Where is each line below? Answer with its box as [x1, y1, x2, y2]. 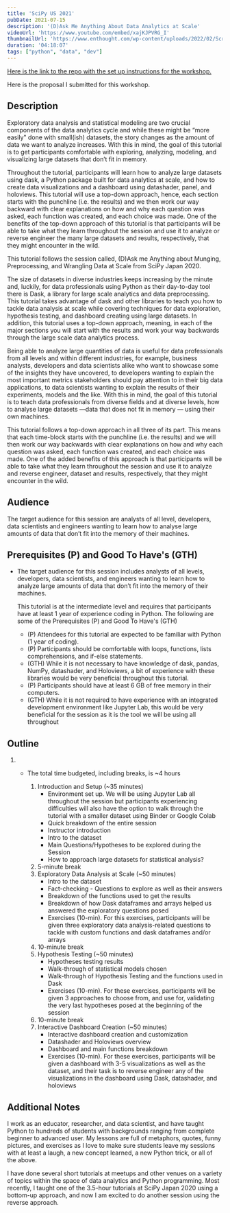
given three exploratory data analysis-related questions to [47, 921, 211, 930]
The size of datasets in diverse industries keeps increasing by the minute [7, 275, 214, 283]
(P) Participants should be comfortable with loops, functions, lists [27, 645, 212, 653]
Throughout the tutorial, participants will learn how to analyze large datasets [7, 168, 222, 176]
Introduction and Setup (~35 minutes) [37, 783, 144, 791]
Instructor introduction [47, 826, 111, 834]
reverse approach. [7, 1198, 60, 1206]
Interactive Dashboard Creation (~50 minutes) [37, 1023, 168, 1031]
